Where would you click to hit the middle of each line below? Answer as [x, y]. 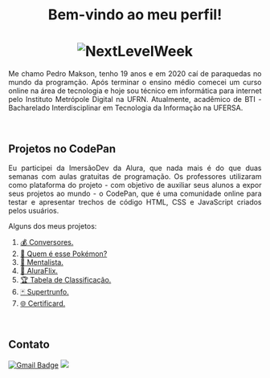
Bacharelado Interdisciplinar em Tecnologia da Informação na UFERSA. [126, 108]
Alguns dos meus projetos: [53, 226]
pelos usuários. [34, 210]
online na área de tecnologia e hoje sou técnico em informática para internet [135, 91]
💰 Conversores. [47, 242]
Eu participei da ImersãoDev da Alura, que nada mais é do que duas [135, 168]
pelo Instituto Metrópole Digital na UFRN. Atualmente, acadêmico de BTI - [135, 100]
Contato [29, 345]
